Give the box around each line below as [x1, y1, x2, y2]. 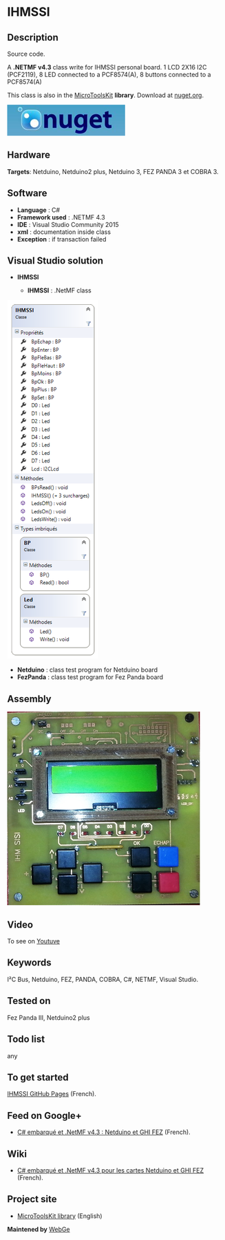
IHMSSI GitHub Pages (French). [7, 1090, 96, 1098]
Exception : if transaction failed [17, 235, 107, 243]
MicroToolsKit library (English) [17, 1212, 103, 1220]
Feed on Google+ [7, 1109, 83, 1122]
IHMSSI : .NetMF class [27, 286, 92, 295]
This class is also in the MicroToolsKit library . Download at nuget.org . [7, 91, 204, 99]
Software [7, 187, 47, 200]
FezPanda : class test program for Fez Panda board [17, 673, 164, 681]
